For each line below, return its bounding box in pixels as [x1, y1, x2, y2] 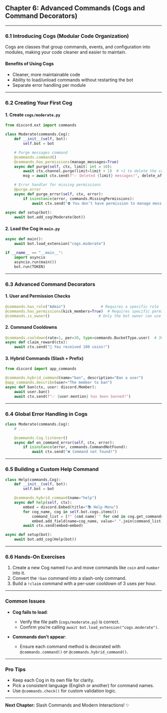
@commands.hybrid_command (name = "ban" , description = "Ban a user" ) [5, 375, 143, 381]
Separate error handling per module [12, 82, 86, 88]
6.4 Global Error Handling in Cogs [5, 410, 88, 417]
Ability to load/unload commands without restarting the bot [12, 77, 133, 83]
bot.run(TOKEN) [14, 264, 46, 269]
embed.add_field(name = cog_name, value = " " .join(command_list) [31, 518, 164, 523]
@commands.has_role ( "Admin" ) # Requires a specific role [5, 304, 159, 309]
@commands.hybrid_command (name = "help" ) [14, 495, 97, 500]
